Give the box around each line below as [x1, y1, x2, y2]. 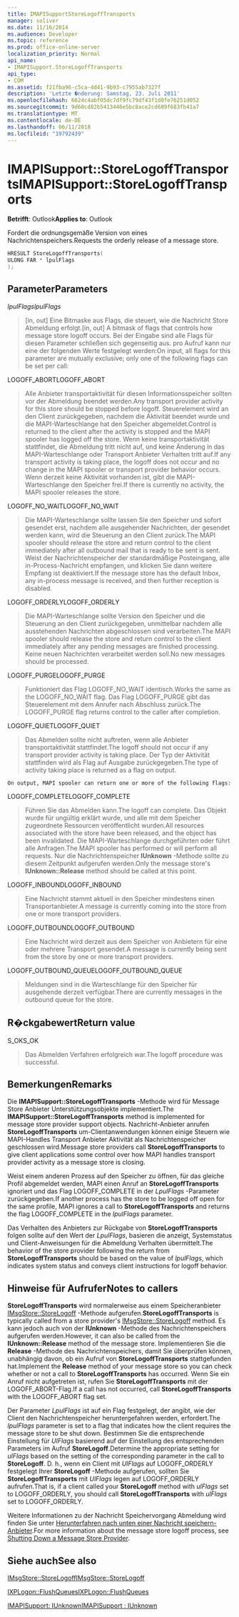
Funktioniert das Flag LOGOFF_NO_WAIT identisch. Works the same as [24, 685, 231, 693]
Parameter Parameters [7, 283, 108, 295]
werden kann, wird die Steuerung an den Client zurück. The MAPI [24, 530, 216, 539]
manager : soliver [7, 17, 59, 24]
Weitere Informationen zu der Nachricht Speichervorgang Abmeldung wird [7, 1511, 226, 1520]
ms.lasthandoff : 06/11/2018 [7, 123, 91, 131]
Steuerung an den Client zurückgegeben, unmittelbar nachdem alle [24, 619, 223, 627]
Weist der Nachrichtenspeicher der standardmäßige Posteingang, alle [24, 553, 230, 562]
